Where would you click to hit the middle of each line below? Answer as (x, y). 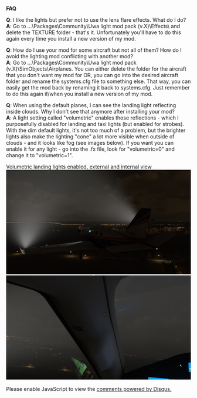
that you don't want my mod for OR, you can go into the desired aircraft (92, 75)
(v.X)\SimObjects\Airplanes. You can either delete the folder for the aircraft (96, 69)
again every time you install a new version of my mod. (71, 39)
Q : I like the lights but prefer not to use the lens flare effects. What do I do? (96, 20)
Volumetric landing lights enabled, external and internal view (79, 167)
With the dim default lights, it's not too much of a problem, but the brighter (96, 130)
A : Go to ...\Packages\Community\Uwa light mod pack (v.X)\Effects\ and (93, 26)
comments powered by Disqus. (134, 389)
